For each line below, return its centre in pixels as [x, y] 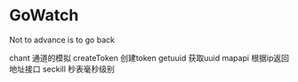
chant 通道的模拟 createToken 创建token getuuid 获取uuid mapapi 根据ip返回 [149, 57]
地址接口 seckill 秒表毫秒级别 [62, 69]
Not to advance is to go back [62, 40]
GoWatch [44, 15]
